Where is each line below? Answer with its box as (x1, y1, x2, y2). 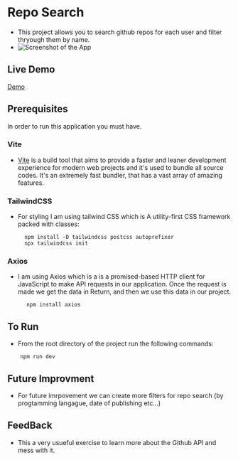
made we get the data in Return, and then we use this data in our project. (17, 287, 232, 296)
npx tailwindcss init (24, 240, 89, 247)
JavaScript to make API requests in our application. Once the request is (17, 280, 227, 289)
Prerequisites (7, 103, 68, 115)
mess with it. (17, 446, 55, 454)
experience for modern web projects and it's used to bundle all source (17, 163, 224, 171)
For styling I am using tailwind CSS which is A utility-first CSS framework (17, 213, 231, 221)
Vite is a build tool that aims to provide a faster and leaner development (17, 156, 227, 164)
